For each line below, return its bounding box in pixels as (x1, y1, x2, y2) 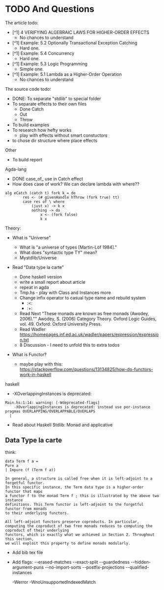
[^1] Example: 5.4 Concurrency (12, 50, 75, 56)
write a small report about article (19, 279, 86, 285)
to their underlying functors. (5, 511, 69, 516)
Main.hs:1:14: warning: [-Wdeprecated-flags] (5, 400, 100, 405)
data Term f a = (5, 459, 38, 464)
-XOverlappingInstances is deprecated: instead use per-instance (14, 405, 151, 409)
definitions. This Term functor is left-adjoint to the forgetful (5, 502, 144, 507)
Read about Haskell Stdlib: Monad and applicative (12, 422, 113, 428)
